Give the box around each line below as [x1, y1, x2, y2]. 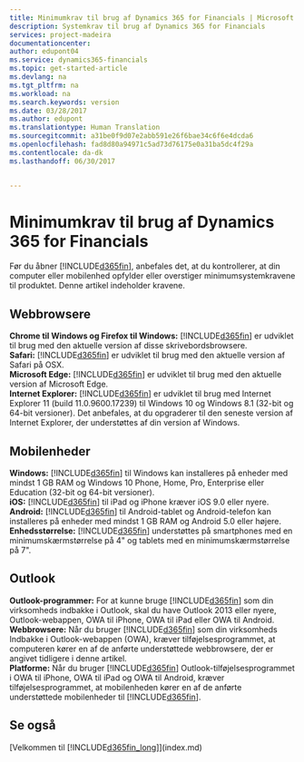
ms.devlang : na [9, 73, 67, 82]
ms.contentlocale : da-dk [9, 148, 103, 157]
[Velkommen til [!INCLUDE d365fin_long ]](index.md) [9, 741, 202, 753]
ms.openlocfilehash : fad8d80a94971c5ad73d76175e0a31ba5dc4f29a [9, 140, 254, 149]
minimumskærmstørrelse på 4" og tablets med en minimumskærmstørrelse [9, 535, 290, 546]
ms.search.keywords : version [9, 97, 120, 107]
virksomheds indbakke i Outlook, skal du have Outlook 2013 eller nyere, [9, 604, 277, 615]
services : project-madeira [9, 30, 112, 39]
